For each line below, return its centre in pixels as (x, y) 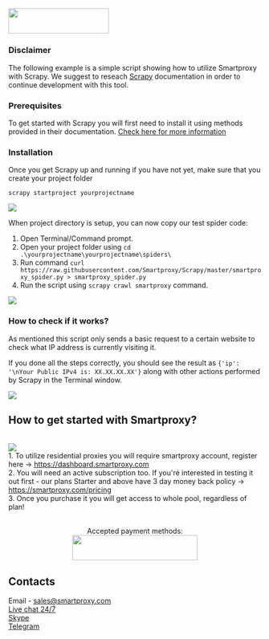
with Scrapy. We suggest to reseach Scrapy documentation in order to (124, 76)
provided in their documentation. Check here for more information (117, 131)
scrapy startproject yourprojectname (71, 193)
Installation (31, 152)
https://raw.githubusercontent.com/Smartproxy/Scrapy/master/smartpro (141, 271)
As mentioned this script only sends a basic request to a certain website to (132, 339)
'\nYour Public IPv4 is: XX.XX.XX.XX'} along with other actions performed (134, 371)
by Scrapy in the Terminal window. (65, 380)
